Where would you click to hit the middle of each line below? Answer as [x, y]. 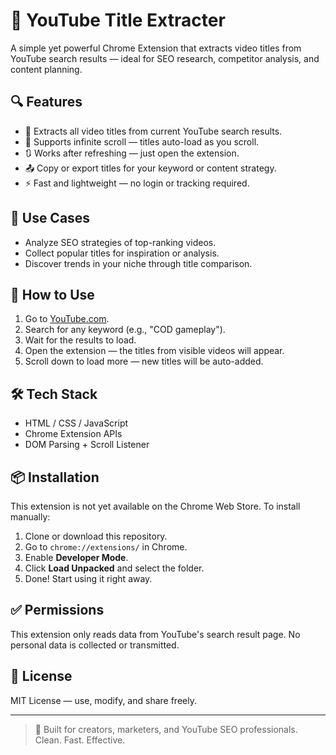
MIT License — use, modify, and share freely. [103, 700]
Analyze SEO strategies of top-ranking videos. [120, 242]
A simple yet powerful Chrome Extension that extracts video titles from [156, 48]
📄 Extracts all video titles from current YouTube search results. [153, 131]
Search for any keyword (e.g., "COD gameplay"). [125, 330]
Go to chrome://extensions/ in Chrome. [106, 547]
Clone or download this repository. [96, 536]
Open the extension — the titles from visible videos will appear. [154, 351]
